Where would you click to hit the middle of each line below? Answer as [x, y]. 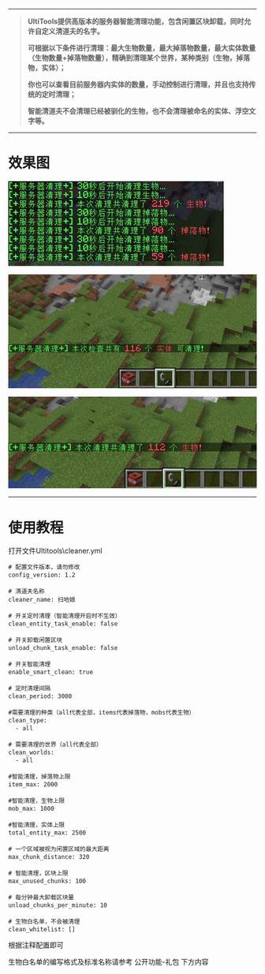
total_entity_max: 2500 [47, 833]
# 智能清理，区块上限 [38, 873]
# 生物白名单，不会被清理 [44, 922]
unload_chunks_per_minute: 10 [58, 905]
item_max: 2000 [33, 785]
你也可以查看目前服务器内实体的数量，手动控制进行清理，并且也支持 [138, 84]
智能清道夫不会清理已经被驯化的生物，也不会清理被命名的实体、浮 [134, 111]
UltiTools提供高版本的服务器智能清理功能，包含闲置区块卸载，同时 [136, 21]
